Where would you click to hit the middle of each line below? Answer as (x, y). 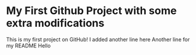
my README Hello (28, 46)
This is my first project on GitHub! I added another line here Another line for (98, 39)
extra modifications (55, 23)
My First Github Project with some (91, 11)
